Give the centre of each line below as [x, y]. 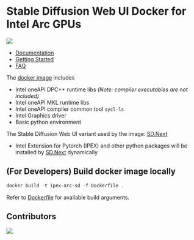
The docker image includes [41, 77]
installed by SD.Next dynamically [56, 152]
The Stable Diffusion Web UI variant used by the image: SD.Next [87, 133]
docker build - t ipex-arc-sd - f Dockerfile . [65, 186]
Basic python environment [48, 122]
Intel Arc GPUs [44, 24]
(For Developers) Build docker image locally [91, 172]
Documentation [34, 53]
